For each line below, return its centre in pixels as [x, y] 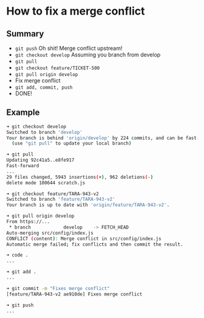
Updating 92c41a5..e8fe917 [40, 160]
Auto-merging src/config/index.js [50, 233]
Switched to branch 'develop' [45, 132]
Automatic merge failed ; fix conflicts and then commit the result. [95, 244]
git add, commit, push [44, 88]
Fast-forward [23, 166]
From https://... [28, 222]
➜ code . [17, 255]
